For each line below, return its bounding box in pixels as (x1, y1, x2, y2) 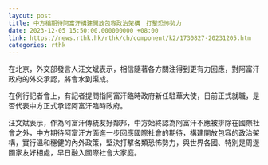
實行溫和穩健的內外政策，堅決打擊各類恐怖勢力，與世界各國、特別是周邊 (22, 138, 260, 147)
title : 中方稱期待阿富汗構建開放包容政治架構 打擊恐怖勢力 (8, 19, 182, 27)
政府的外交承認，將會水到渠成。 (8, 74, 113, 84)
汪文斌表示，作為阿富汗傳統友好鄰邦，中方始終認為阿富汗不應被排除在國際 (8, 118, 253, 128)
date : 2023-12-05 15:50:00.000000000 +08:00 (8, 26, 159, 34)
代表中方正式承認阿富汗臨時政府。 (14, 101, 128, 111)
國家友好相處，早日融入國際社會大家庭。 (8, 148, 141, 158)
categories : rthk (8, 41, 66, 49)
